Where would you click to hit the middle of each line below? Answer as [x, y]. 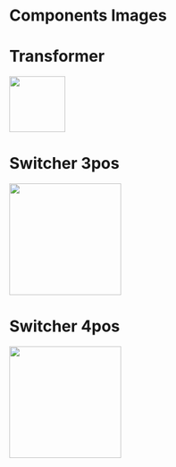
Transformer [57, 57]
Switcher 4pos [65, 326]
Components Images [88, 16]
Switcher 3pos [64, 164]
